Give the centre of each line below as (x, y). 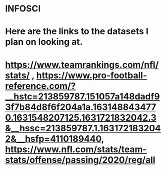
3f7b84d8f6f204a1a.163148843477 (81, 107)
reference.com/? (40, 86)
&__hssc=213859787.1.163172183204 (83, 128)
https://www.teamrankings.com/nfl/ (82, 65)
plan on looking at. (44, 42)
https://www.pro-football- (92, 75)
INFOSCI (23, 9)
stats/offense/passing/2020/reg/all (80, 160)
